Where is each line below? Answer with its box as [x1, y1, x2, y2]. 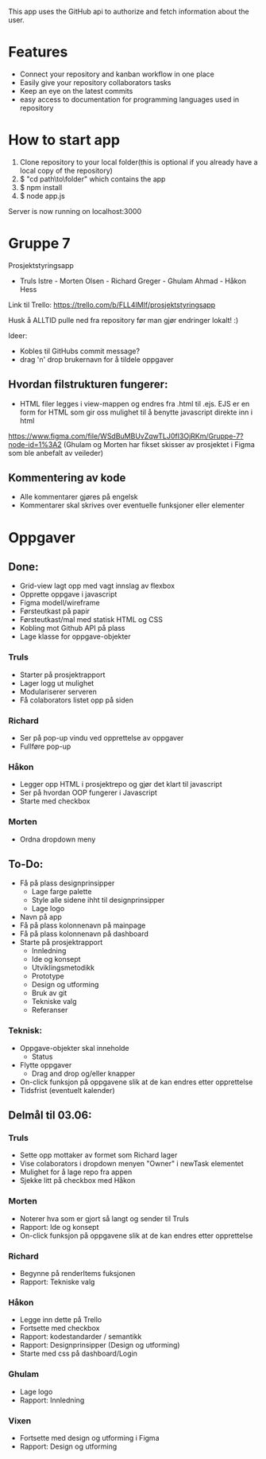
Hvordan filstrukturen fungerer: [8, 378, 168, 391]
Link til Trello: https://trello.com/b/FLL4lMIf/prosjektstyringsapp [8, 300, 216, 309]
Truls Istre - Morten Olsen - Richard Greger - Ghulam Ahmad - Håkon [19, 276, 246, 286]
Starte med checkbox [19, 796, 91, 806]
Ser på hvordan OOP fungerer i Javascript [19, 788, 157, 798]
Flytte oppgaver [19, 1060, 72, 1069]
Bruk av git [31, 988, 67, 998]
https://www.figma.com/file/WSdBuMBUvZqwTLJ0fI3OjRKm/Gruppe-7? [8, 431, 244, 441]
